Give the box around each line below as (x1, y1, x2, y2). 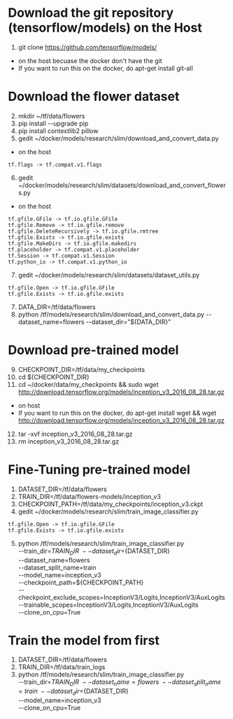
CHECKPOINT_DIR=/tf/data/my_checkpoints (17, 365, 146, 374)
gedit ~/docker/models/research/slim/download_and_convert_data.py (17, 134, 219, 142)
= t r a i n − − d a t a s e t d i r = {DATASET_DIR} (17, 687, 129, 697)
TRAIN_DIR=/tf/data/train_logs (17, 663, 106, 671)
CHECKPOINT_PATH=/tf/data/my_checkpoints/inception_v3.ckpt (17, 500, 204, 508)
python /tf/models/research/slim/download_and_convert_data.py (17, 310, 205, 318)
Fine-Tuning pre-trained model (8, 462, 191, 477)
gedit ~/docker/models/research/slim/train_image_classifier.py (17, 507, 199, 516)
